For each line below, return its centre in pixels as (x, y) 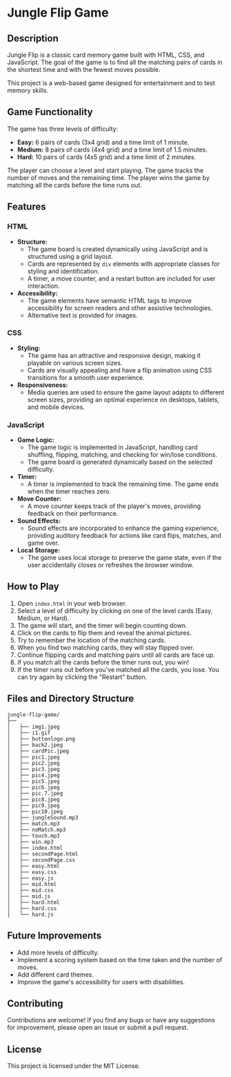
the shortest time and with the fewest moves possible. (84, 70)
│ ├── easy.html (33, 866)
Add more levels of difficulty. (58, 952)
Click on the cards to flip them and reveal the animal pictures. (104, 633)
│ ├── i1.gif (29, 733)
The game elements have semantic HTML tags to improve (109, 300)
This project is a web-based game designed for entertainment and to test (111, 83)
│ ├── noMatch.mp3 (37, 830)
